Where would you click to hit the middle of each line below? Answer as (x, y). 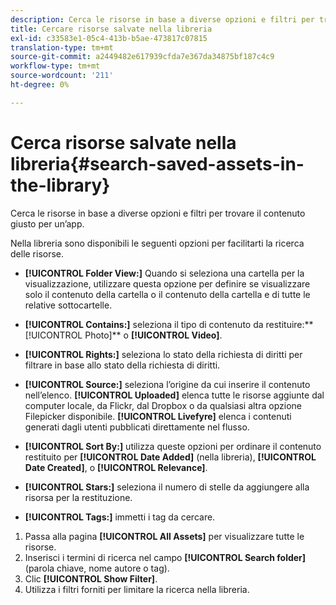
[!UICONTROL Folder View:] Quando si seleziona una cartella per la (164, 273)
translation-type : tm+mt (62, 47)
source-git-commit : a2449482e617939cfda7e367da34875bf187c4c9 (142, 57)
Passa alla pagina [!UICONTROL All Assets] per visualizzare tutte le (164, 536)
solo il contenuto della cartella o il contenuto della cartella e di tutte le (167, 294)
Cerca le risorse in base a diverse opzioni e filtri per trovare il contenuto (158, 213)
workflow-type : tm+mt (55, 66)
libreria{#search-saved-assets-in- (157, 163)
